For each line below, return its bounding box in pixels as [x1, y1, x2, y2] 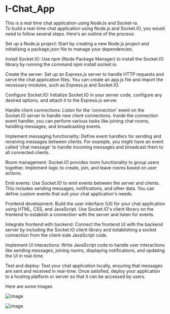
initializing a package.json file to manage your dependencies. [5, 46, 133, 52]
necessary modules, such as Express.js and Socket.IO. [5, 82, 120, 88]
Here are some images [5, 283, 53, 289]
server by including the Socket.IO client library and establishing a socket [5, 226, 157, 233]
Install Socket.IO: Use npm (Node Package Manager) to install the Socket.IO [5, 55, 164, 62]
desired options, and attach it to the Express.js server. [5, 97, 118, 103]
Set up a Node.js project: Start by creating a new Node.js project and [5, 40, 149, 46]
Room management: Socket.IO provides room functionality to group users [5, 159, 159, 165]
